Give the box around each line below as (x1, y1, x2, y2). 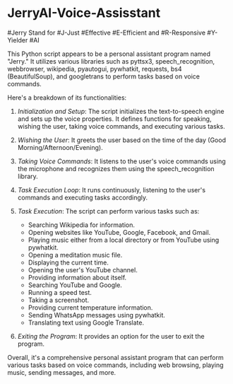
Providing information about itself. (28, 273, 127, 281)
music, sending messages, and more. (7, 368, 116, 376)
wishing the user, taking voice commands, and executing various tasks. (17, 122, 225, 130)
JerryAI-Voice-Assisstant (7, 5, 161, 21)
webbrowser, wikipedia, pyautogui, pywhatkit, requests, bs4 (7, 64, 182, 73)
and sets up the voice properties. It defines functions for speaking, (17, 115, 212, 123)
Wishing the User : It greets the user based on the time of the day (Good (17, 136, 226, 144)
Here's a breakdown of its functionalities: (7, 93, 127, 102)
